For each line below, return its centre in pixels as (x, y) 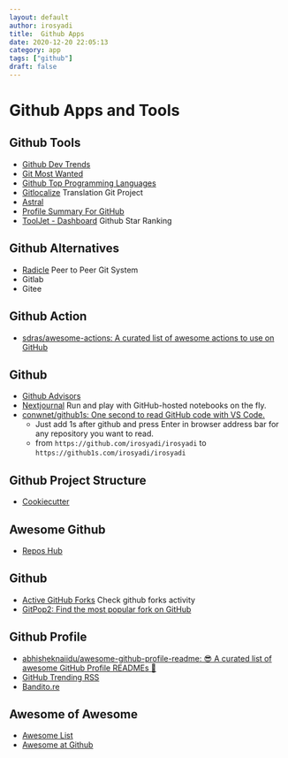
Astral (33, 202)
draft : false (33, 67)
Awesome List (47, 736)
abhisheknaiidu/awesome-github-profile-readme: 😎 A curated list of (147, 658)
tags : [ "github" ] (41, 58)
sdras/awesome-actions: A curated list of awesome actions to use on (148, 338)
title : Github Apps (47, 34)
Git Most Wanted (53, 173)
